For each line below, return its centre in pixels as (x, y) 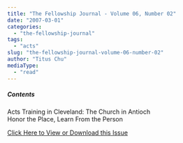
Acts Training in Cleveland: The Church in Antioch (79, 112)
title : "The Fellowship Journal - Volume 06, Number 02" (92, 14)
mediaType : (23, 66)
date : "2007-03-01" (36, 20)
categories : (24, 27)
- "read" (26, 72)
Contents (21, 94)
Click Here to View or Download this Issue (67, 133)
